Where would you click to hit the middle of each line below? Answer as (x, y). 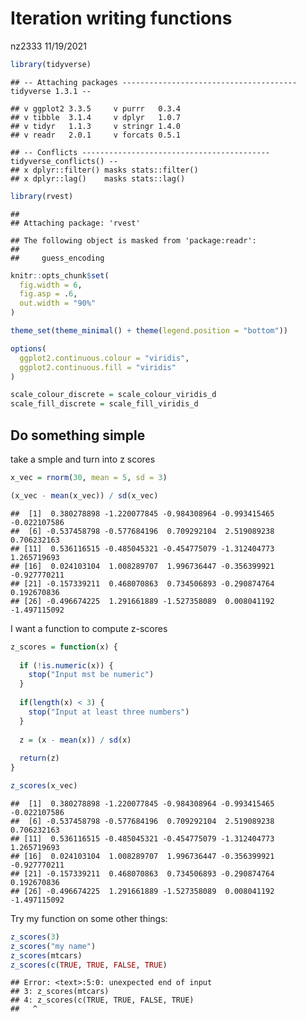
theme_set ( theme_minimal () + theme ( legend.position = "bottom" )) (149, 331)
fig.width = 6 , (51, 285)
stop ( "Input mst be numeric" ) (91, 675)
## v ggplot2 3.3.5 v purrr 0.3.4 (96, 108)
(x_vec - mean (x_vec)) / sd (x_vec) (84, 495)
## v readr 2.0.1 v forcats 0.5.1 (96, 135)
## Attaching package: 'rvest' (75, 223)
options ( (28, 348)
